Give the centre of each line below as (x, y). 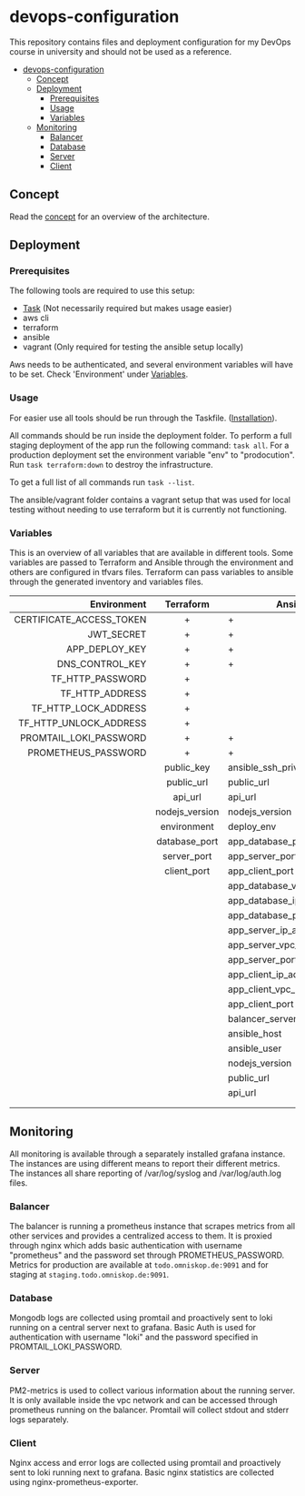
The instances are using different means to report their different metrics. (145, 1163)
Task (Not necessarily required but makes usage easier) (127, 308)
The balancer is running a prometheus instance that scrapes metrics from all (152, 1227)
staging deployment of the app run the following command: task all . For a (149, 445)
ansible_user (255, 1048)
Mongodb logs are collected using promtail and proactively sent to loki (141, 1318)
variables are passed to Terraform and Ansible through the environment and (152, 562)
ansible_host (255, 1034)
